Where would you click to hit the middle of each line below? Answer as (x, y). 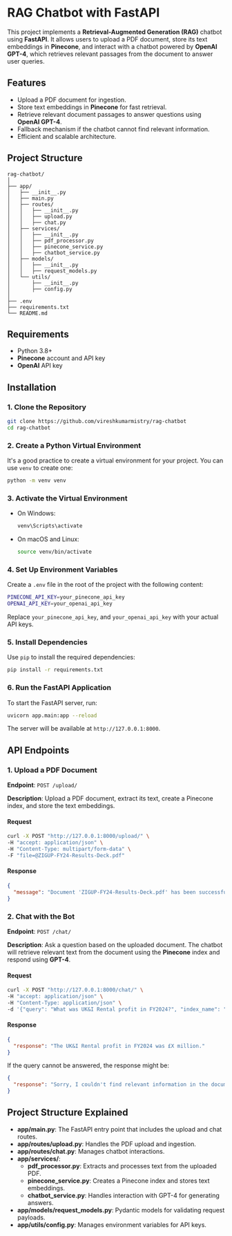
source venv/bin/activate (54, 552)
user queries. (26, 61)
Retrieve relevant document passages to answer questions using (109, 114)
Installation (32, 387)
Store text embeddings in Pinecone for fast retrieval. (92, 107)
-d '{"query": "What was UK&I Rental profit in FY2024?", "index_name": (114, 1009)
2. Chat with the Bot (41, 916)
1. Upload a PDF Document (52, 770)
